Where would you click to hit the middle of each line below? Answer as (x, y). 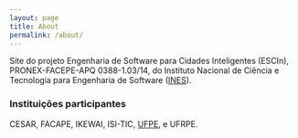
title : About (34, 27)
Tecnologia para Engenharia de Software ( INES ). (101, 80)
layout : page (34, 18)
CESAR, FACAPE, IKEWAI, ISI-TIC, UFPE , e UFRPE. (104, 123)
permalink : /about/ (47, 35)
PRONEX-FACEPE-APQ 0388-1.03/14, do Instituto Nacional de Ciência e (144, 70)
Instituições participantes (68, 104)
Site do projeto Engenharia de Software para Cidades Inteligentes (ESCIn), (149, 61)
